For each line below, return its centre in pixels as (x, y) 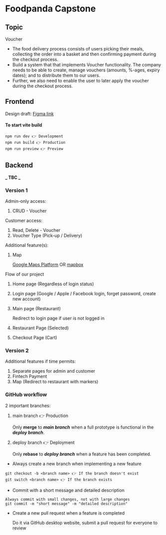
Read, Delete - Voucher (36, 230)
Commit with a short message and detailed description (68, 490)
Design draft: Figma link (29, 113)
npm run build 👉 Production (35, 143)
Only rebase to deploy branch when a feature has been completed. (82, 454)
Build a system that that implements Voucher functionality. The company (87, 65)
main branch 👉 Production (40, 416)
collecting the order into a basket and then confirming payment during (84, 54)
